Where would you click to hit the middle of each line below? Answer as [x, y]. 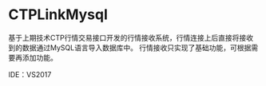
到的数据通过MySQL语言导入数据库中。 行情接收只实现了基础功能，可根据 [130, 47]
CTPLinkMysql [58, 15]
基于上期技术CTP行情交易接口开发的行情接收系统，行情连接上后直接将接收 [131, 37]
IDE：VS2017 [30, 74]
